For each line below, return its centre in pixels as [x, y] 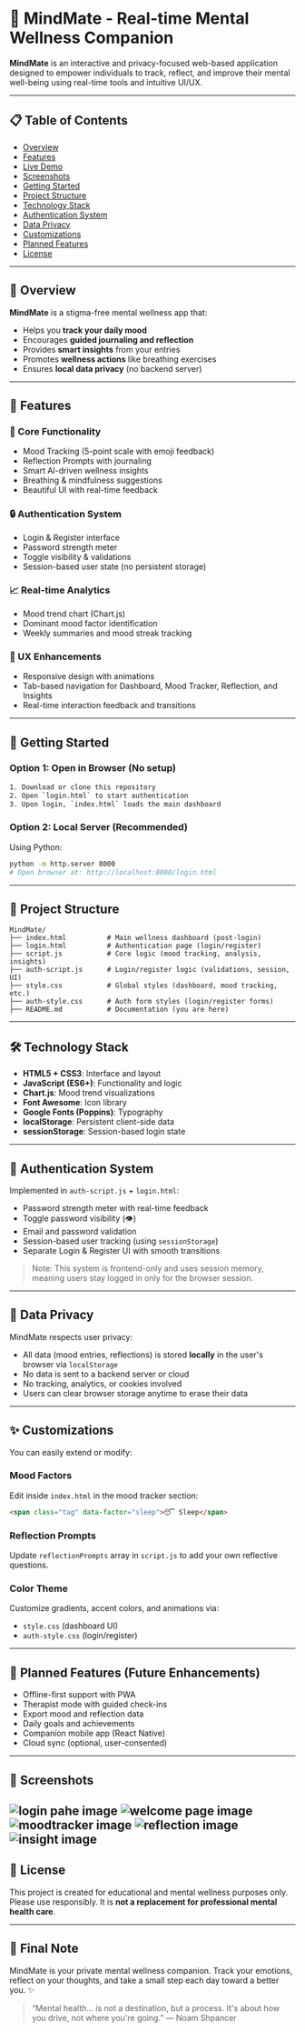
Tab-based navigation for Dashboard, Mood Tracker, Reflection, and [150, 686]
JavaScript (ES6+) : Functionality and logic [102, 1083]
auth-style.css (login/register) [80, 1636]
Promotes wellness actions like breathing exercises [119, 359]
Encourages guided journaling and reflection [108, 339]
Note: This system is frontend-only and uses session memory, [148, 1268]
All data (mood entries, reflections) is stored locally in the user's [143, 1355]
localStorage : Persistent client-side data [98, 1122]
